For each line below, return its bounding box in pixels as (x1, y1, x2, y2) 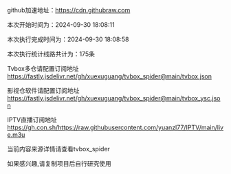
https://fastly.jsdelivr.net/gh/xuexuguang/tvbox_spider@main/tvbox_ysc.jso (7, 94, 221, 102)
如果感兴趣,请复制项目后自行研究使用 (7, 160, 112, 167)
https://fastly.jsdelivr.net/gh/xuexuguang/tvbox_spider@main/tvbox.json (7, 72, 212, 80)
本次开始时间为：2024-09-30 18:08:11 (7, 21, 115, 29)
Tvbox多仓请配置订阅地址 (7, 65, 79, 72)
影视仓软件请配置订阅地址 (7, 87, 80, 94)
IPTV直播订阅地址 (7, 116, 57, 124)
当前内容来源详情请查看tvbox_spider (7, 145, 110, 153)
